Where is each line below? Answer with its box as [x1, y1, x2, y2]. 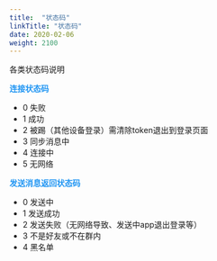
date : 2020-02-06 [9, 30, 75, 39]
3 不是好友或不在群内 [22, 230, 102, 241]
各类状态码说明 [9, 64, 65, 75]
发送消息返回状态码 [9, 177, 81, 189]
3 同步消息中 [22, 136, 70, 147]
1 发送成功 [22, 208, 60, 219]
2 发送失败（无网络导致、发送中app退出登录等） [22, 220, 203, 230]
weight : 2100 [9, 38, 59, 48]
